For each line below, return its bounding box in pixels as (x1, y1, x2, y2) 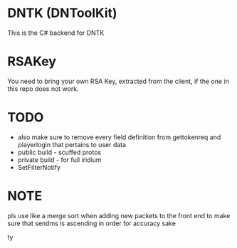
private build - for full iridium (17, 155, 102, 164)
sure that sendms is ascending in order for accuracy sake (7, 219, 177, 227)
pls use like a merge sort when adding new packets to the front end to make (7, 211, 231, 220)
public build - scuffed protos (17, 148, 102, 156)
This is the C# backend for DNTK (7, 28, 105, 37)
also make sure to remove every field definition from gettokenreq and (17, 133, 221, 141)
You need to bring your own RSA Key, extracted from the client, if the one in (7, 77, 229, 85)
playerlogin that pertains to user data (17, 140, 127, 149)
